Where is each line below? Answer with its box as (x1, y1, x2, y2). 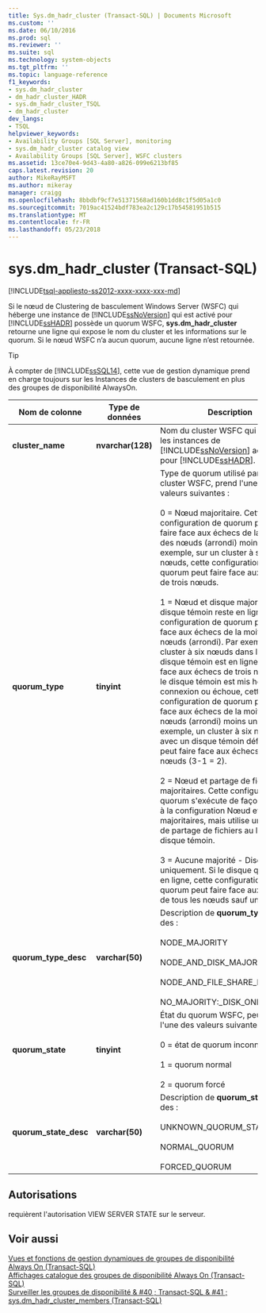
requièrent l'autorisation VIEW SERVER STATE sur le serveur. (8, 1209, 206, 1219)
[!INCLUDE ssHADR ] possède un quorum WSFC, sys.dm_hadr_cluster (8, 318, 237, 328)
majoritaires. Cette (159, 785, 229, 796)
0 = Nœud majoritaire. (159, 507, 242, 518)
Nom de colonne (18, 406, 82, 418)
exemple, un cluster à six (159, 726, 253, 737)
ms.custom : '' (8, 19, 55, 27)
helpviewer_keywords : (8, 129, 80, 137)
